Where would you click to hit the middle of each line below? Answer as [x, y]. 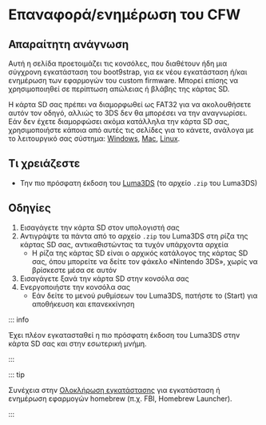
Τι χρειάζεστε [44, 164]
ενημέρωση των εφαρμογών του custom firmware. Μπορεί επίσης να [123, 80]
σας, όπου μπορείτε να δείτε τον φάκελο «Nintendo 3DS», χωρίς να [145, 261]
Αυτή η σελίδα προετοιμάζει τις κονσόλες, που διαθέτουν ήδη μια [118, 63]
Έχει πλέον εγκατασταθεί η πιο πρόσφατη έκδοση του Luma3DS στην [124, 335]
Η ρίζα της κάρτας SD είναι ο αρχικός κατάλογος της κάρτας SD [140, 253]
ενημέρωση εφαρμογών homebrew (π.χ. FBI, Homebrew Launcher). [121, 399]
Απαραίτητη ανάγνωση [69, 44]
